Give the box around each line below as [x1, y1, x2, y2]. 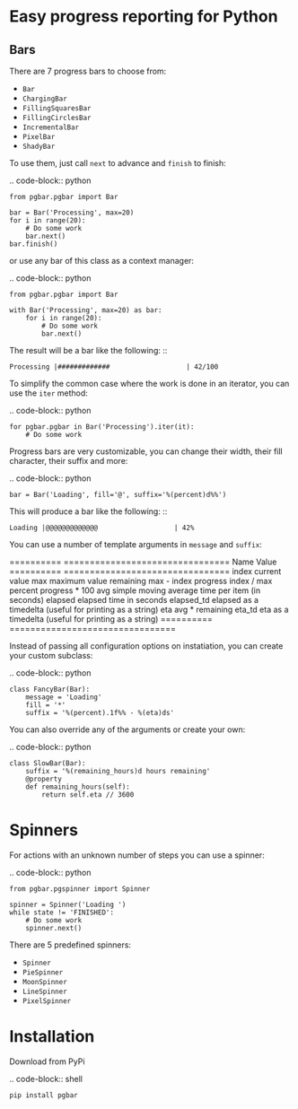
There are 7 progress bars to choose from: [9, 65, 167, 76]
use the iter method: [9, 388, 88, 398]
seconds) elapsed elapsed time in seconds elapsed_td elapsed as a [9, 595, 259, 605]
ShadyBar [22, 142, 56, 151]
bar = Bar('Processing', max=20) [9, 208, 135, 217]
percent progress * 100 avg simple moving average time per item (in [9, 585, 261, 596]
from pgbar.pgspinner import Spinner [9, 884, 151, 894]
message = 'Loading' [25, 693, 102, 702]
